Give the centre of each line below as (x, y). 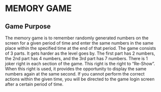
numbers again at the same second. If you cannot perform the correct (75, 74)
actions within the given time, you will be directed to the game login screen (80, 79)
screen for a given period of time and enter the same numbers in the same (79, 43)
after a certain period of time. (34, 84)
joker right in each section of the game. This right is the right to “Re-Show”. (80, 64)
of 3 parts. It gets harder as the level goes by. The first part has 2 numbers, (80, 53)
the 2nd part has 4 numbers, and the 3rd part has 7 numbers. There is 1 (76, 58)
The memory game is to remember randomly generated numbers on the (77, 38)
